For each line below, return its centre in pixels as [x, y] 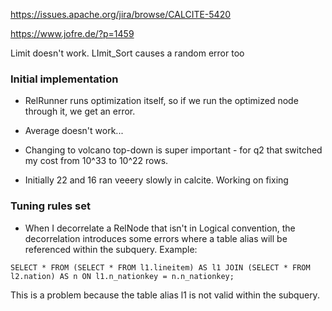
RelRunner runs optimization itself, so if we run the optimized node [161, 101]
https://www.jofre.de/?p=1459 [72, 33]
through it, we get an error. [80, 111]
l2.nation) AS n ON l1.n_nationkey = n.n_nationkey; [122, 276]
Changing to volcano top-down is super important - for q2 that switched [173, 150]
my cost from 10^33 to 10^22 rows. [96, 161]
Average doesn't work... [74, 131]
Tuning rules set [50, 206]
